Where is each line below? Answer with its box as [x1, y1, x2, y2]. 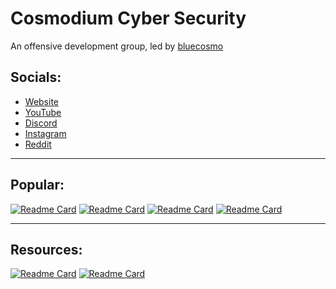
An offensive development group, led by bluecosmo [10, 40, 224, 52]
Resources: [10, 241, 83, 258]
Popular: [10, 177, 65, 194]
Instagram [24, 127, 67, 139]
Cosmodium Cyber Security [10, 7, 247, 30]
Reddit [24, 138, 52, 150]
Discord [24, 117, 58, 129]
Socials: [10, 69, 62, 86]
